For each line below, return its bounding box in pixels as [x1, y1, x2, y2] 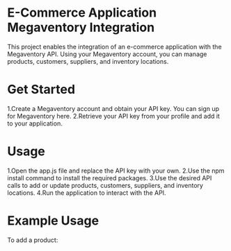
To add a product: [7, 236, 58, 244]
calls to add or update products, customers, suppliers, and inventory [7, 181, 204, 189]
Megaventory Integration [7, 19, 155, 35]
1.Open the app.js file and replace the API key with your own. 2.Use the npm [7, 166, 225, 175]
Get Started [7, 82, 75, 98]
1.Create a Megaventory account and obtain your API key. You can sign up [7, 104, 220, 112]
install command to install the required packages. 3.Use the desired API [7, 173, 212, 182]
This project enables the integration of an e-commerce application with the [7, 42, 222, 51]
